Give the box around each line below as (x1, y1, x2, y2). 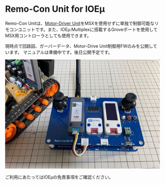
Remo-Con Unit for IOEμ (5, 3, 105, 15)
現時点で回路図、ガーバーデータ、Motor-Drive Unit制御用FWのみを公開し (5, 43, 153, 49)
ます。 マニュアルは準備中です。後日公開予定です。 (9, 49, 113, 55)
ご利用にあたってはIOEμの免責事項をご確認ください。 (5, 174, 114, 180)
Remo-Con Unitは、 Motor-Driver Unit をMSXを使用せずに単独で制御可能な (5, 20, 155, 26)
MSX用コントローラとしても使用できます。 (5, 32, 92, 38)
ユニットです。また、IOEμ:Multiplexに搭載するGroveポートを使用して (18, 26, 158, 32)
